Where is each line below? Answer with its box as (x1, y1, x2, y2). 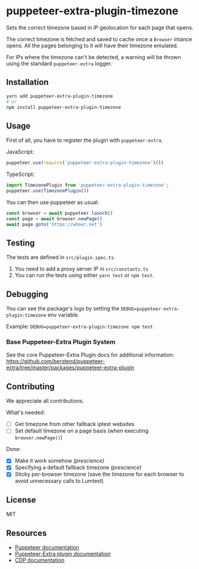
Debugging (6, 289, 49, 299)
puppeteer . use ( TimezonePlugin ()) (6, 187, 89, 194)
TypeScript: (6, 171, 35, 178)
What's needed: (6, 409, 45, 416)
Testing (6, 238, 35, 248)
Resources (6, 528, 47, 538)
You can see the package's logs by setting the (6, 305, 120, 312)
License (6, 495, 36, 505)
